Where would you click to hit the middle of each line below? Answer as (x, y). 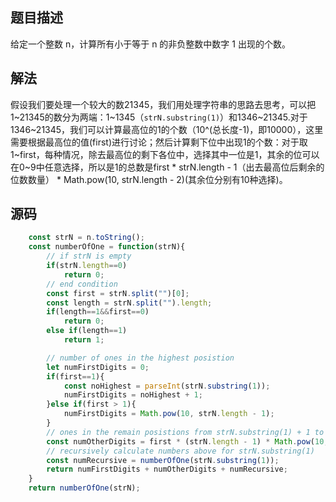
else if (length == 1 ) (87, 331)
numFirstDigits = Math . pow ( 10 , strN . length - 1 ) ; (169, 414)
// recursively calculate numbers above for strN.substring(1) (180, 451)
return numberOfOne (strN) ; (84, 488)
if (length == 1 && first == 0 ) (98, 312)
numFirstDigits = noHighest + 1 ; (133, 395)
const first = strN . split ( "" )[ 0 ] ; (118, 293)
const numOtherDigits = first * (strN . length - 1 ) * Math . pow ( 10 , (187, 441)
